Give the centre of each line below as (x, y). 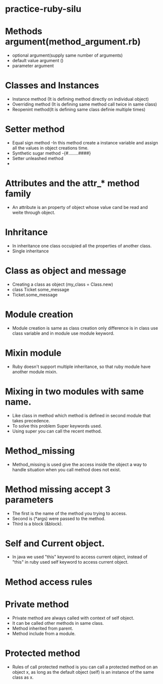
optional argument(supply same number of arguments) (68, 55)
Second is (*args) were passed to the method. (59, 518)
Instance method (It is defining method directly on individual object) (81, 99)
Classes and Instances (52, 85)
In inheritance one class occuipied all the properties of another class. (82, 246)
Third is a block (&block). (37, 524)
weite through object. (34, 212)
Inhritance (26, 232)
